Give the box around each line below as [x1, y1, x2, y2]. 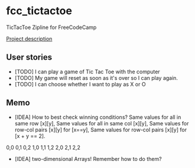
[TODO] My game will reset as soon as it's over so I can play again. [14, 74, 178, 81]
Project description [6, 35, 53, 42]
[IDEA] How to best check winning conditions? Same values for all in [14, 114, 181, 121]
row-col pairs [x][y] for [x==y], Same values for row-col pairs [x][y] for [14, 126, 187, 133]
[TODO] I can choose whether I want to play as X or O [14, 80, 146, 88]
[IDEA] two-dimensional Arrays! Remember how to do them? [14, 155, 162, 162]
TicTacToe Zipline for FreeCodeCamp [6, 24, 97, 31]
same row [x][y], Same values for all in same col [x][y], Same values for [14, 119, 189, 127]
